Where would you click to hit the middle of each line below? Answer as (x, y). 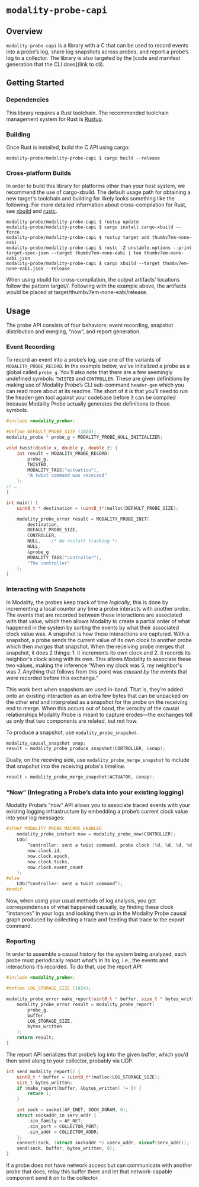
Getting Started (35, 83)
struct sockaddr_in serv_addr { (57, 1116)
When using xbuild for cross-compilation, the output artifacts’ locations (93, 280)
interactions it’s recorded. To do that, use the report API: (75, 967)
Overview (25, 31)
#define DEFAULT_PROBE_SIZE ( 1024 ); (51, 432)
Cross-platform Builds (39, 173)
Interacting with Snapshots (46, 589)
